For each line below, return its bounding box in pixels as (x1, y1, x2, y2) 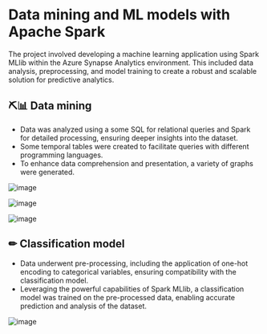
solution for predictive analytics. (8, 75, 115, 84)
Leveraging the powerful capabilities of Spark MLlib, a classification (19, 283, 245, 294)
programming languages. (19, 150, 103, 160)
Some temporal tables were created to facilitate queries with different (19, 141, 249, 151)
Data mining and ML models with (8, 6, 231, 24)
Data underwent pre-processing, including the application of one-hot (19, 259, 249, 268)
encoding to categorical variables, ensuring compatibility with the (19, 267, 237, 276)
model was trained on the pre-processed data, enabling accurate (19, 292, 235, 302)
